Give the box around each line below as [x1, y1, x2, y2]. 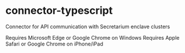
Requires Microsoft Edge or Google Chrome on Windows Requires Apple [5, 34, 180, 41]
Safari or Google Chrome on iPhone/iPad [5, 40, 103, 47]
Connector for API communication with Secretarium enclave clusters [5, 23, 170, 30]
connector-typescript [5, 4, 113, 17]
